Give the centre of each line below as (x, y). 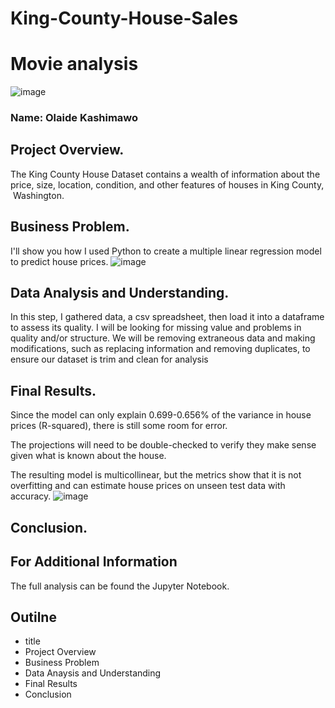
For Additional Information (94, 562)
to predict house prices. (59, 261)
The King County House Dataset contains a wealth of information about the (165, 174)
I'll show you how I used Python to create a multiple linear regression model (166, 251)
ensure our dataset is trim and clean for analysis (109, 359)
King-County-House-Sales (124, 18)
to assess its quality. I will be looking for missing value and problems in (156, 328)
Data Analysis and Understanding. (120, 293)
